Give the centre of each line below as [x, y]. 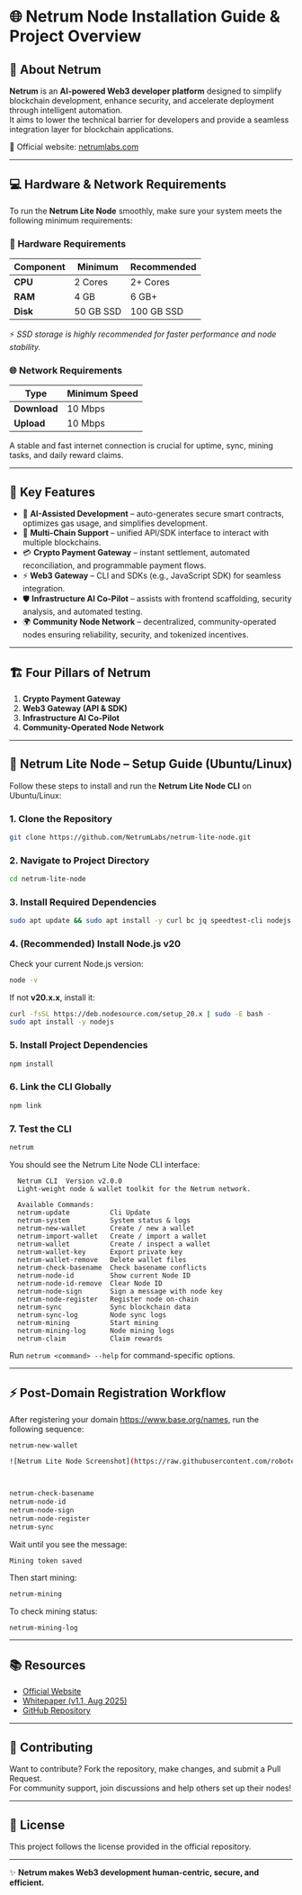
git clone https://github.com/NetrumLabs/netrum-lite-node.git [130, 838]
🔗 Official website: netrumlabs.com [74, 147]
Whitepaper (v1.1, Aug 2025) [75, 1701]
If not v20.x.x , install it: [53, 997]
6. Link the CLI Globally [61, 1087]
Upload [30, 423]
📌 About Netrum [55, 69]
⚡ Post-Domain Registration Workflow [118, 1393]
